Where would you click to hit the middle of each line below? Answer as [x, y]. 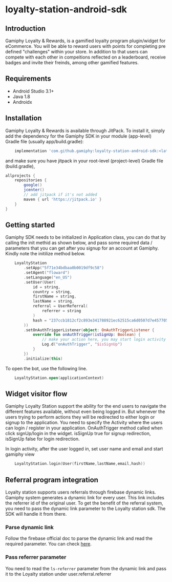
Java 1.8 [21, 97]
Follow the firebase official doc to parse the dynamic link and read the [79, 538]
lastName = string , [53, 302]
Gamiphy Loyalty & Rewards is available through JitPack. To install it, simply [85, 130]
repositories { [31, 180]
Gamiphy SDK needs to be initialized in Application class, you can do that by [86, 237]
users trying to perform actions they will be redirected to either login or [80, 417]
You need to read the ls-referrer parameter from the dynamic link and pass [86, 568]
